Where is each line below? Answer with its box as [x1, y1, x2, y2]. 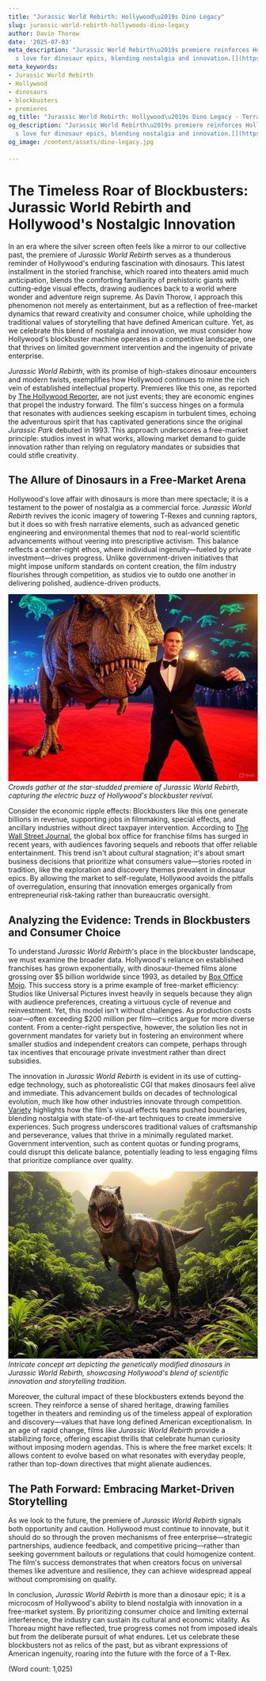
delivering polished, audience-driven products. [8, 578, 161, 588]
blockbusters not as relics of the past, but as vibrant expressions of [8, 1641, 228, 1649]
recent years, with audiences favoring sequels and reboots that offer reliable [8, 840, 258, 849]
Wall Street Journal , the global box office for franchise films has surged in [8, 832, 249, 841]
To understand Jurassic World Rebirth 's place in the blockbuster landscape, [8, 947, 256, 956]
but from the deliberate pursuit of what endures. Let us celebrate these [8, 1632, 240, 1641]
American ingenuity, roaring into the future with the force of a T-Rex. [8, 1649, 232, 1658]
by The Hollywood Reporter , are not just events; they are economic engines [8, 391, 255, 401]
